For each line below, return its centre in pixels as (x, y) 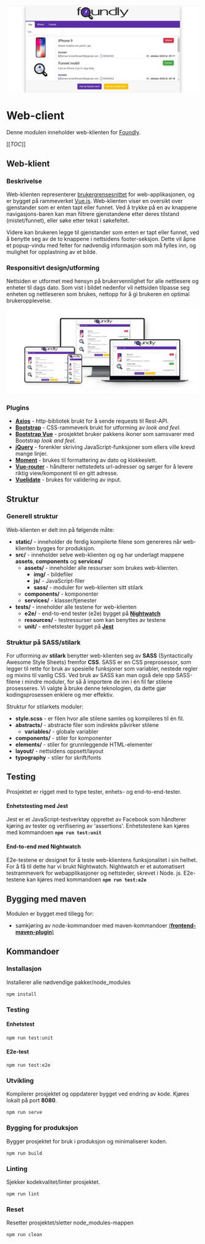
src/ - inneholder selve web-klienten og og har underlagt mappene (100, 555)
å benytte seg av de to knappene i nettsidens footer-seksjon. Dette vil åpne (101, 239)
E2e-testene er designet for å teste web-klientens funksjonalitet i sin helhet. (102, 860)
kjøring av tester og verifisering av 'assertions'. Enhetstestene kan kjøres (98, 826)
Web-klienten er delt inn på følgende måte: (60, 529)
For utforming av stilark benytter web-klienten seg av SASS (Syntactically (99, 656)
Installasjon (24, 969)
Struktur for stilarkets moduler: (45, 707)
